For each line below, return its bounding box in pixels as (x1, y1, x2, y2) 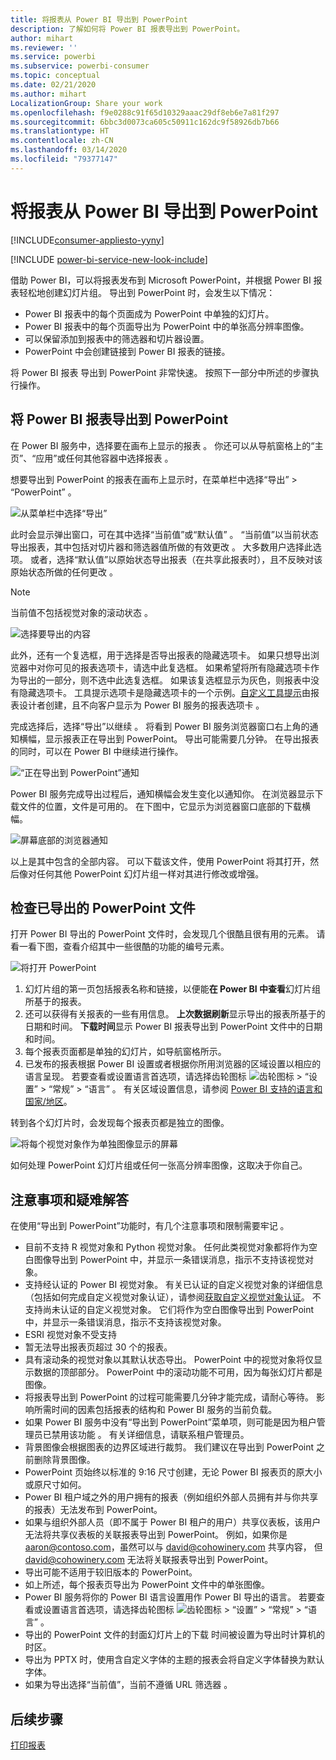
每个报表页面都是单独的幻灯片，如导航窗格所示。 (24, 1046, 227, 1058)
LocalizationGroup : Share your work (10, 98, 163, 108)
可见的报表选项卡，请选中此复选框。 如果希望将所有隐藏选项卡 (53, 661, 311, 673)
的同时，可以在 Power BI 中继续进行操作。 (10, 745, 184, 757)
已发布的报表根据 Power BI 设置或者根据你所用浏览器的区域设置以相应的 (24, 1058, 322, 1070)
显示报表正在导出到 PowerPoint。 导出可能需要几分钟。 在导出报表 (44, 732, 320, 745)
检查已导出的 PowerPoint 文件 (10, 899, 196, 916)
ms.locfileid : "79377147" (10, 154, 118, 164)
